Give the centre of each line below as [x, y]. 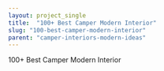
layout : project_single [47, 15]
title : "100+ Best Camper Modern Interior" [82, 23]
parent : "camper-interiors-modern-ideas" [77, 37]
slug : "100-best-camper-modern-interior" [77, 30]
